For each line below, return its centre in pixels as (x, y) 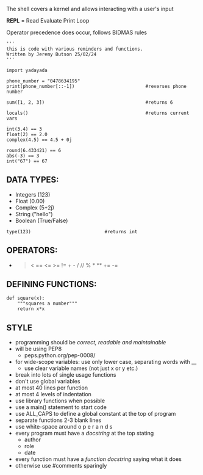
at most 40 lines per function (52, 388)
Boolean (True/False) (41, 220)
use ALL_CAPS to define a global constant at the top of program (95, 414)
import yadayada (27, 70)
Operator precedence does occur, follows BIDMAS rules (77, 32)
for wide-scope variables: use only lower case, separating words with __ (106, 362)
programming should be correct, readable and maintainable (91, 343)
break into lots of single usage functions (66, 375)
